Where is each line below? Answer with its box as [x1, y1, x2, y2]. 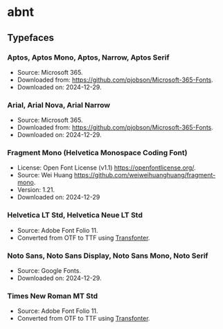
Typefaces [7, 32, 54, 44]
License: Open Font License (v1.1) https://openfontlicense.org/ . [17, 163, 196, 172]
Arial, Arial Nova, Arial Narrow [7, 100, 111, 109]
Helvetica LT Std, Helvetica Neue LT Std [7, 211, 143, 220]
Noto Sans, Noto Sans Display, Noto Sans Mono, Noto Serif [7, 251, 209, 260]
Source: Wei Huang [17, 171, 73, 179]
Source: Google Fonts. [17, 267, 82, 275]
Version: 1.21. [17, 186, 55, 194]
